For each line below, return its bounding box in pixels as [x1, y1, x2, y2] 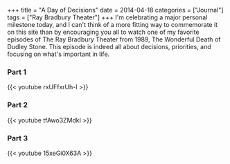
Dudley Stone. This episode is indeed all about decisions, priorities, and [7, 43, 211, 51]
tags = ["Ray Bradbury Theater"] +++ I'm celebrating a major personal [7, 13, 208, 21]
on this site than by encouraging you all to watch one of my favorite [7, 28, 200, 36]
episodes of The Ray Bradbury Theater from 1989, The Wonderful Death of [7, 35, 221, 44]
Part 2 [7, 100, 28, 110]
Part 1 [7, 67, 26, 77]
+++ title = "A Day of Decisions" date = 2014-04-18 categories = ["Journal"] [7, 6, 224, 14]
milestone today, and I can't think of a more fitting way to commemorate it [7, 21, 218, 28]
